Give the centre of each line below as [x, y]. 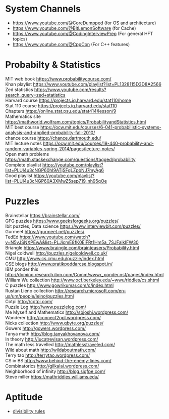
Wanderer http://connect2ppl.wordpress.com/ [53, 317]
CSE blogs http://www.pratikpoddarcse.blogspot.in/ [59, 264]
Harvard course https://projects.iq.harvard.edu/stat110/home [68, 100]
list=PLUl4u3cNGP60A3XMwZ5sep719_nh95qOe [56, 181]
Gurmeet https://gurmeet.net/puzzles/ [45, 231]
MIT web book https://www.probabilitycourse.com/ [59, 78]
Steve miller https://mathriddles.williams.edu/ [52, 376]
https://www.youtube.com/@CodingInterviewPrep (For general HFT [83, 33]
